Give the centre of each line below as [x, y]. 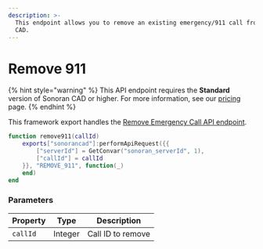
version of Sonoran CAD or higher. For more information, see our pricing [124, 99]
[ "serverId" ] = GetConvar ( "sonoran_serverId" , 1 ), [121, 151]
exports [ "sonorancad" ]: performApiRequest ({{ [96, 144]
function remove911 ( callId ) [54, 137]
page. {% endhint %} [42, 107]
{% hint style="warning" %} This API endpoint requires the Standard [119, 90]
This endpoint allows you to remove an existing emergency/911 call [129, 23]
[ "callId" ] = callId [70, 158]
